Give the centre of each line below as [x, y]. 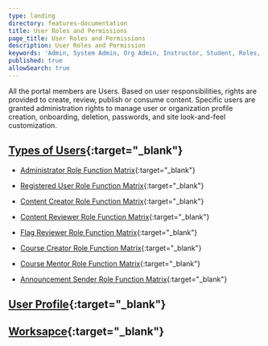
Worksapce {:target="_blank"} [87, 332]
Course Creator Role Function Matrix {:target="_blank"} [111, 248]
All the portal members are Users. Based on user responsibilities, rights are [133, 91]
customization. [33, 125]
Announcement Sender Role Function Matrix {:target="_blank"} [124, 279]
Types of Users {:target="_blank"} [96, 151]
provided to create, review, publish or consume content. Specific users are [132, 99]
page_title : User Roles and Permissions [77, 38]
